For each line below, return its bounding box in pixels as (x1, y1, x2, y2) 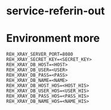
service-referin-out (6, 4, 105, 18)
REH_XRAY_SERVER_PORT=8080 (6, 51, 73, 57)
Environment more (6, 32, 100, 45)
